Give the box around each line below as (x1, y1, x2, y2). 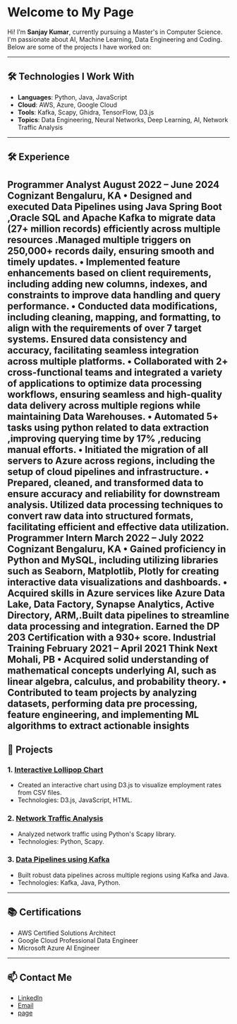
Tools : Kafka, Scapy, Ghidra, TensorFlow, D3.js (17, 107, 154, 117)
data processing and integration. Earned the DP (7, 620, 220, 632)
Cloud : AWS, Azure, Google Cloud (17, 100, 118, 109)
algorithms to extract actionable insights (7, 719, 190, 731)
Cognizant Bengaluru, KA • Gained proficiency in (7, 543, 226, 555)
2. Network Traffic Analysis (7, 813, 104, 823)
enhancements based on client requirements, (7, 266, 212, 279)
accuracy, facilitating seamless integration (7, 344, 200, 356)
